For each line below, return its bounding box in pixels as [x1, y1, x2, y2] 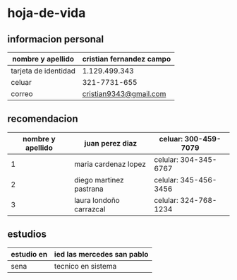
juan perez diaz [84, 138, 138, 148]
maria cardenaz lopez [73, 159, 146, 169]
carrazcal [73, 204, 106, 214]
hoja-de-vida [7, 5, 86, 21]
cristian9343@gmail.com [82, 89, 166, 98]
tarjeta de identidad [11, 66, 75, 76]
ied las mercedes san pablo [54, 249, 149, 259]
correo [11, 89, 33, 98]
